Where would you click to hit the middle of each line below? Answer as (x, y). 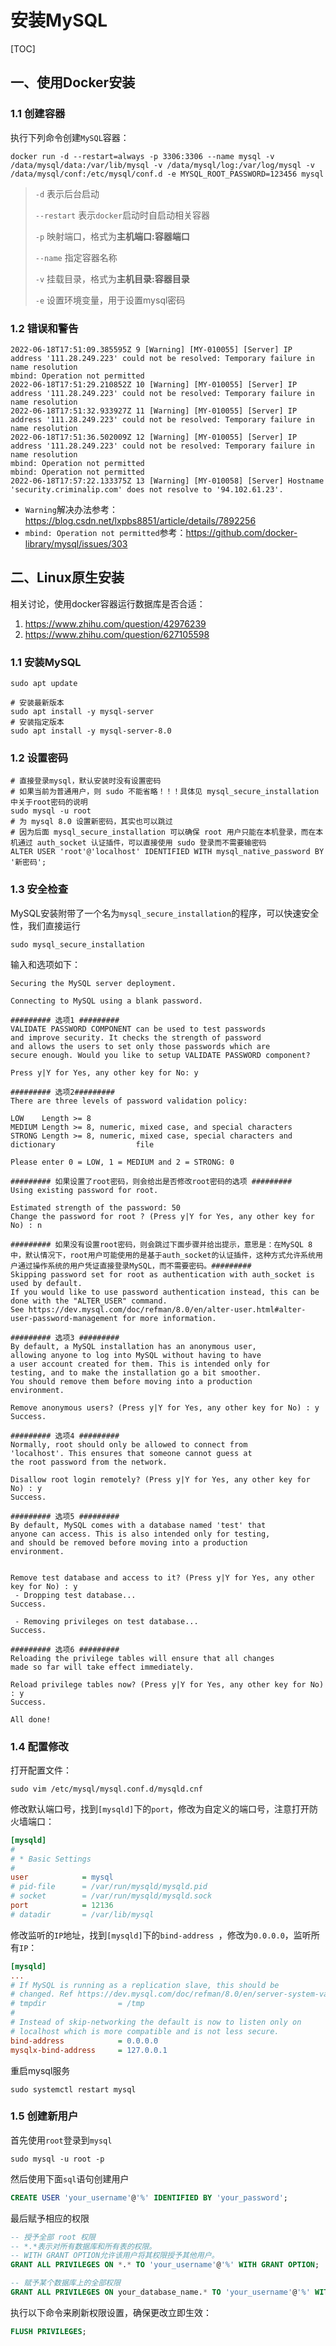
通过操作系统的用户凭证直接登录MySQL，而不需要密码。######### (134, 1266)
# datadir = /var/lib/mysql (82, 1914)
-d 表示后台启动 (67, 193)
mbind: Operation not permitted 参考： (105, 532)
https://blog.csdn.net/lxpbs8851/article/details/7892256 (140, 520)
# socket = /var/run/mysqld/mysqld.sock (111, 1896)
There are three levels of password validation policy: (129, 1101)
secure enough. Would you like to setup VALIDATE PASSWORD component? (160, 1055)
